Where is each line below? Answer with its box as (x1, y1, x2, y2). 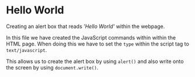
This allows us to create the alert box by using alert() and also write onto (6, 58, 184, 65)
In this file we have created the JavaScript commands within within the (6, 34, 176, 41)
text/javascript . (6, 46, 47, 53)
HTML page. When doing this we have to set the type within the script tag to (6, 40, 190, 47)
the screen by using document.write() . (6, 64, 99, 71)
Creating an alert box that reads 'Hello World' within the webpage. (6, 23, 165, 30)
